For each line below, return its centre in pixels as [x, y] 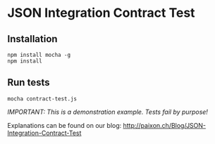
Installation [32, 39]
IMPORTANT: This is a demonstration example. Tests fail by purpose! [107, 112]
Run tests [29, 83]
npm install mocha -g [39, 55]
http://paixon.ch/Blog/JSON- [165, 125]
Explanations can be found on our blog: [64, 125]
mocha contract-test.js [42, 99]
